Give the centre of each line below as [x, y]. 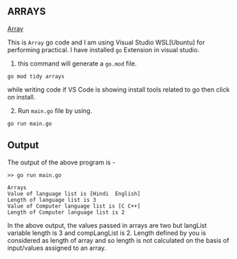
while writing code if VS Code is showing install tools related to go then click [118, 89]
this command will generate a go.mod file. [77, 64]
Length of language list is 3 [52, 200]
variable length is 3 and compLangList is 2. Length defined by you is [107, 233]
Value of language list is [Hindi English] [74, 193]
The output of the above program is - [61, 162]
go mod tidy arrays [36, 76]
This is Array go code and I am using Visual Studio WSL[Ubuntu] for [106, 42]
